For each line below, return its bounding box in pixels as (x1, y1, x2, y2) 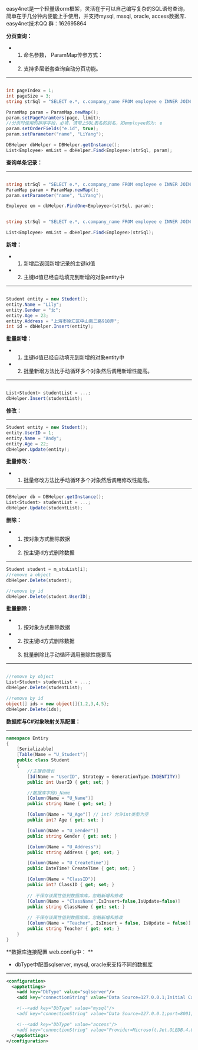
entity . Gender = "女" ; (6, 307, 61, 313)
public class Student (16, 757, 70, 763)
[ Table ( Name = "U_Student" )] (16, 752, 88, 758)
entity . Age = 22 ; (6, 441, 49, 447)
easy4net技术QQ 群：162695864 (6, 20, 87, 27)
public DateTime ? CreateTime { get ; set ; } (27, 865, 136, 871)
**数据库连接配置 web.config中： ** (6, 948, 93, 955)
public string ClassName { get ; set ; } (27, 904, 126, 910)
